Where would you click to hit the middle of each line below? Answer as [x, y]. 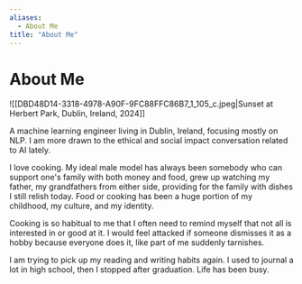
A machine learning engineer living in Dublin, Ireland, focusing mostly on [144, 131]
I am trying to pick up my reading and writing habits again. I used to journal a [152, 260]
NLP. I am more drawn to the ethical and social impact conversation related [149, 141]
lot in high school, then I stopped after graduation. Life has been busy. [139, 270]
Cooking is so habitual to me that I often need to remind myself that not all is [151, 224]
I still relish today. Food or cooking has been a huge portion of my [131, 197]
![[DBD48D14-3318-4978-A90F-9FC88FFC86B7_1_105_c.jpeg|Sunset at [141, 104]
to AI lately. [30, 151]
